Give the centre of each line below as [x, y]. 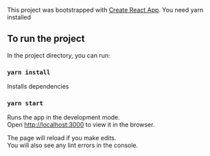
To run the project [46, 39]
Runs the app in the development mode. [63, 118]
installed [19, 17]
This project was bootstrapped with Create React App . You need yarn [105, 10]
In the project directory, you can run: [59, 55]
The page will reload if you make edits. [62, 138]
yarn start [25, 103]
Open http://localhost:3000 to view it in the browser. [81, 125]
